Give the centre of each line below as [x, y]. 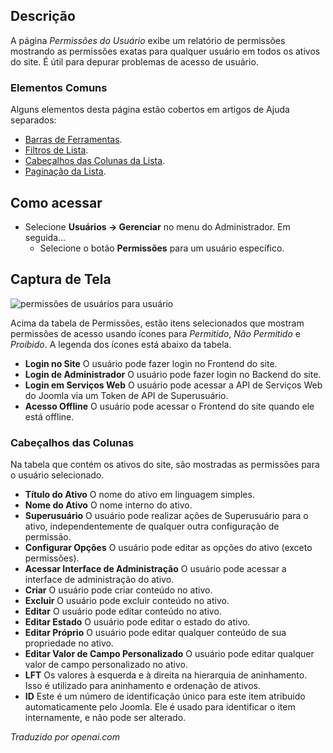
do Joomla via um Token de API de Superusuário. [126, 395]
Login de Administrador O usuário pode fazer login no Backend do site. [173, 374]
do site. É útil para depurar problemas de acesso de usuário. [134, 61]
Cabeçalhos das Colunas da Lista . [95, 161]
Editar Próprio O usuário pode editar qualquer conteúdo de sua [155, 633]
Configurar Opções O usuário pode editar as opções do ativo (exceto [168, 548]
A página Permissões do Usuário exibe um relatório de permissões [148, 40]
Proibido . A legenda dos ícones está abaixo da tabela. [121, 344]
